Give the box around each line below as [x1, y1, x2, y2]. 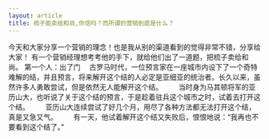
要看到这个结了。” [8, 121, 65, 132]
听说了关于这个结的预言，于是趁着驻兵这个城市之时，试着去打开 [42, 92, 254, 101]
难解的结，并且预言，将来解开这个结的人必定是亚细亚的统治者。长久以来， [8, 72, 254, 81]
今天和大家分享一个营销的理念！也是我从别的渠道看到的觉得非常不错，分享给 [8, 42, 261, 52]
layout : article [8, 11, 62, 20]
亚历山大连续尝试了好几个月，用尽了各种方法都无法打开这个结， [45, 101, 256, 112]
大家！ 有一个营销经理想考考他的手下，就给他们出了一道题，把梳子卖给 [8, 52, 242, 62]
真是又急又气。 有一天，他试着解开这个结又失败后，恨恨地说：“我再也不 [8, 112, 259, 121]
